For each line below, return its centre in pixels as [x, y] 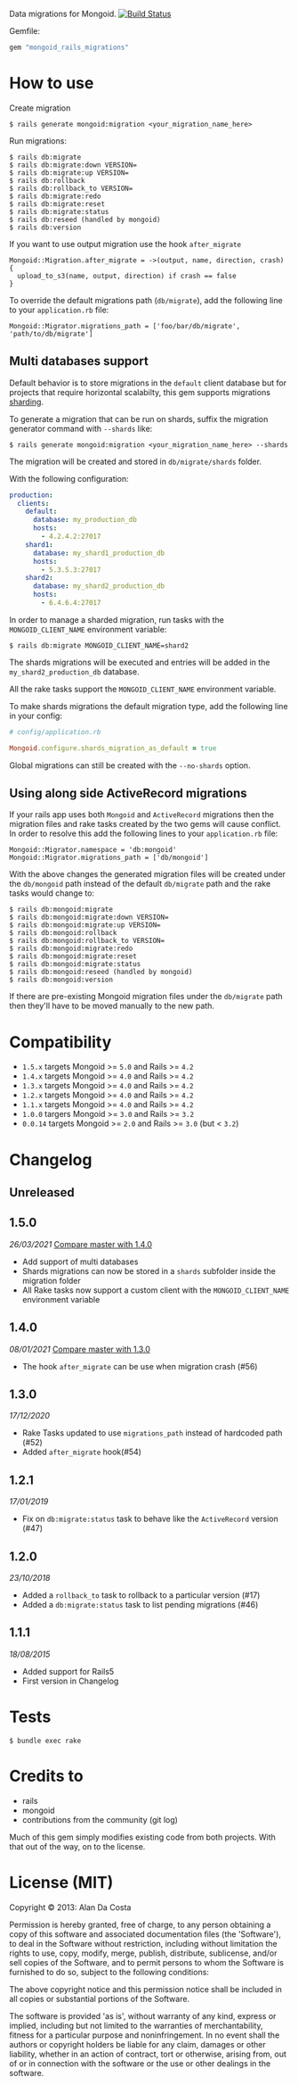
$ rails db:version [45, 228]
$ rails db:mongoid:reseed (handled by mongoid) [101, 972]
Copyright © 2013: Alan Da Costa [70, 1907]
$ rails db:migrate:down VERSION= [73, 165]
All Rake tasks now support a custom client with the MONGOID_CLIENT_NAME [156, 1290]
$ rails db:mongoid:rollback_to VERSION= [87, 941]
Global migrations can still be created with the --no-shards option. [130, 765]
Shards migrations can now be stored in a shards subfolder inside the [149, 1270]
